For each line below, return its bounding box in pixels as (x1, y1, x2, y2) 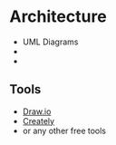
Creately (22, 115, 55, 126)
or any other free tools (22, 125, 107, 136)
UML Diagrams (22, 36, 79, 47)
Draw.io (22, 106, 52, 117)
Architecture (9, 6, 107, 27)
